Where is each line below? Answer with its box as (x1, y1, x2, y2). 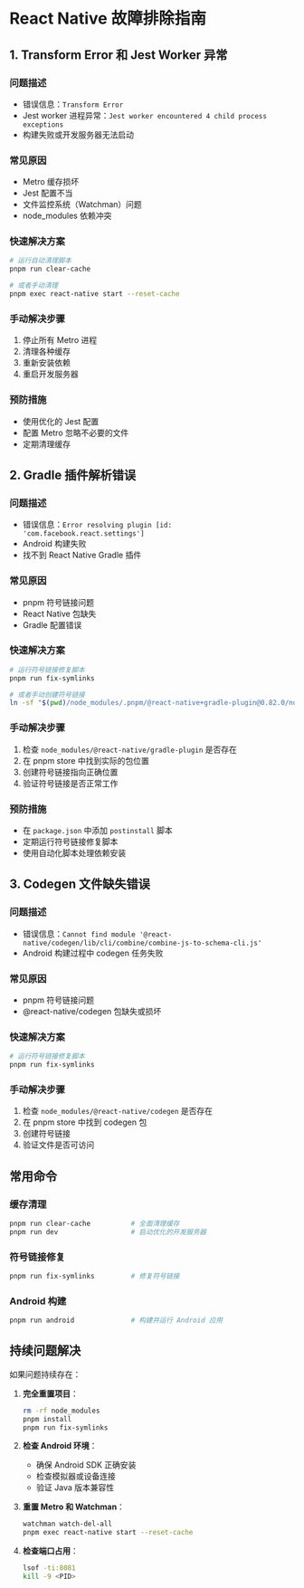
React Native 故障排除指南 (9, 8, 206, 29)
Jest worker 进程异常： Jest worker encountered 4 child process (22, 109, 267, 120)
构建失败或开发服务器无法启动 (22, 128, 134, 140)
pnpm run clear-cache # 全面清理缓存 (9, 1219, 180, 1228)
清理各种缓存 (22, 346, 71, 357)
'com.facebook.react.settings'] (22, 529, 145, 538)
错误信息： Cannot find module (22, 928, 136, 939)
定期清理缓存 (22, 438, 71, 449)
